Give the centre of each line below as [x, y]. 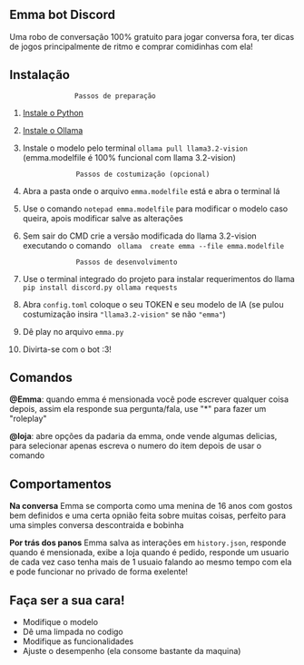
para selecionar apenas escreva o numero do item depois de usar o [136, 446]
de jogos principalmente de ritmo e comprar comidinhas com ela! [132, 46]
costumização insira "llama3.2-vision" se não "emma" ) [124, 314]
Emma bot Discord [63, 15]
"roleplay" [28, 419]
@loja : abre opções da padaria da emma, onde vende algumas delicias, [143, 436]
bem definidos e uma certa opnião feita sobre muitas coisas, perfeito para [148, 515]
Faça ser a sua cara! [67, 600]
